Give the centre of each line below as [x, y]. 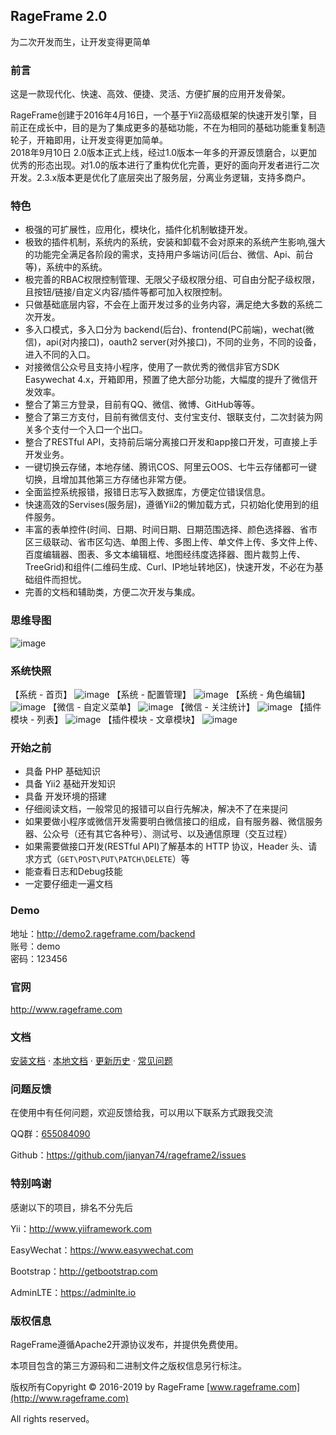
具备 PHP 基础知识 [62, 771]
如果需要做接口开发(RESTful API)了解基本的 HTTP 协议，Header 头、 [166, 846]
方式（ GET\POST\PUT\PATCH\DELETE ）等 [111, 859]
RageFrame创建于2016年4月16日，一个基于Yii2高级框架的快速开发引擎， [159, 115]
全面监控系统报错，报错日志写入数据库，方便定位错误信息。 [147, 492]
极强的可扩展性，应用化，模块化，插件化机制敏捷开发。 [138, 230]
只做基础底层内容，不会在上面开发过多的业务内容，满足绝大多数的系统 [169, 305]
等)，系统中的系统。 [66, 267]
